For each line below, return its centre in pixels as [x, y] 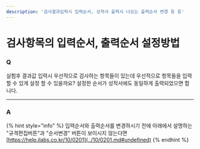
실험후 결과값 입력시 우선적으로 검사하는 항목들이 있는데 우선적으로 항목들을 [94, 76]
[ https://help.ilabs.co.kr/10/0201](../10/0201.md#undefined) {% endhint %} [98, 140]
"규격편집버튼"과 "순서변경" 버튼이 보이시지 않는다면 [67, 133]
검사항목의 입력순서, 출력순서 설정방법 [93, 43]
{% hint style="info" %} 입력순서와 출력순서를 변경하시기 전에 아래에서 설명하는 [99, 126]
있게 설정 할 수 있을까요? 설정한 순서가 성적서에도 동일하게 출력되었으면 [101, 83]
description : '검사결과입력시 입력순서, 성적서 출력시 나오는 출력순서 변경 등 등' [95, 12]
